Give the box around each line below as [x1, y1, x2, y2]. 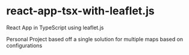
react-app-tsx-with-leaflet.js [6, 4, 155, 18]
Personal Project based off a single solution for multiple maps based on [6, 35, 184, 42]
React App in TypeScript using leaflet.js [6, 24, 104, 31]
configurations [6, 42, 43, 49]
